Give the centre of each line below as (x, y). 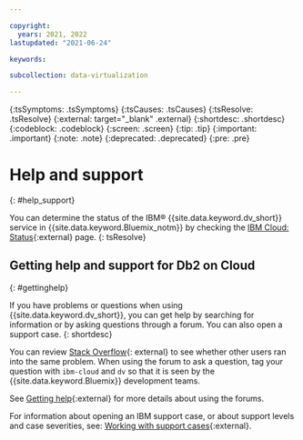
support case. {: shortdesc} (61, 334)
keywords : (28, 59)
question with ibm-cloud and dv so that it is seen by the (112, 371)
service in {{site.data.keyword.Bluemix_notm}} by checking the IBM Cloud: (149, 227)
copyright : (30, 25)
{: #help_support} (42, 200)
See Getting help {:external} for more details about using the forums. (137, 398)
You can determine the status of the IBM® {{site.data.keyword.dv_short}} (146, 218)
